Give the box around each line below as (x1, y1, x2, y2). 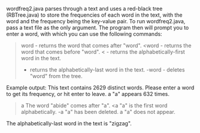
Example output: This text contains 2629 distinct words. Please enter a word (6, 84, 195, 91)
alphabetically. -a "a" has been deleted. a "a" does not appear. (20, 109, 175, 115)
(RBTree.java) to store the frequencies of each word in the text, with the (6, 11, 183, 18)
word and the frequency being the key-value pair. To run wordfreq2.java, (6, 18, 186, 24)
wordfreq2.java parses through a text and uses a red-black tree (6, 5, 163, 12)
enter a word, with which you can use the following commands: (6, 30, 163, 38)
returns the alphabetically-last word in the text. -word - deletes (29, 66, 185, 73)
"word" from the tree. (29, 73, 83, 79)
